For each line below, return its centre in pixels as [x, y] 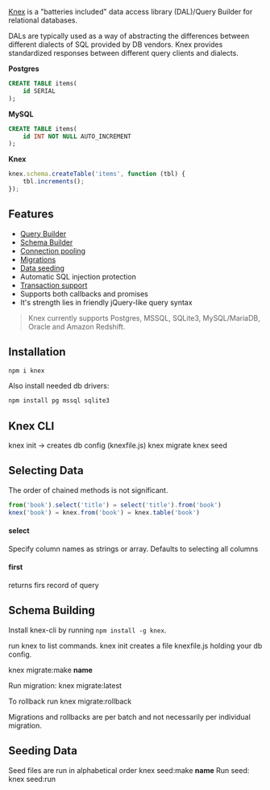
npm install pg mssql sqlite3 [59, 401]
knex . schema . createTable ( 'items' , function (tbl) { [97, 174]
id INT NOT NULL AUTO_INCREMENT [77, 137]
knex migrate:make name [50, 670]
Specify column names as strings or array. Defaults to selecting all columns [133, 548]
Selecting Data [46, 471]
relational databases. [43, 20]
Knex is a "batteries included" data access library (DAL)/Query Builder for [131, 12]
